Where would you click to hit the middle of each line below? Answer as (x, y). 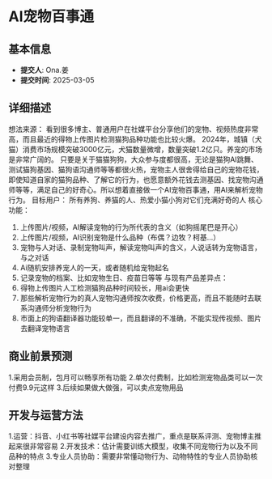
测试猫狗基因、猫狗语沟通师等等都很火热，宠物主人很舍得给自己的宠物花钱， (136, 169)
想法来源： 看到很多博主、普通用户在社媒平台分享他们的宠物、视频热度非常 (134, 129)
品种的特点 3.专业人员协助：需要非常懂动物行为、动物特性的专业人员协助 (130, 456)
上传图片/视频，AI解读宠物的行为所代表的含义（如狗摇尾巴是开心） (131, 227)
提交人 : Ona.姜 (44, 70)
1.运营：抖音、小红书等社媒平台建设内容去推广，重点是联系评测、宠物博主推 (135, 436)
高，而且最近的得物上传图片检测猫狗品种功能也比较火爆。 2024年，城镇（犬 (135, 139)
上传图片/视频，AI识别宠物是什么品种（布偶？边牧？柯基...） (120, 237)
